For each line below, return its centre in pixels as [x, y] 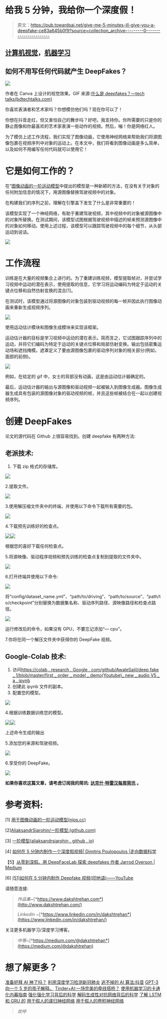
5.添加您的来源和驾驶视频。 [33, 743]
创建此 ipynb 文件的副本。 [39, 686]
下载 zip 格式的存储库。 [36, 466]
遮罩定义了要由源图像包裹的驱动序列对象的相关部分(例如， [99, 350]
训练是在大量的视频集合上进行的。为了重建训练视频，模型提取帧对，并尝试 [81, 278]
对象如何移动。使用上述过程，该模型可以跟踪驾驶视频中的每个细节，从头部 [85, 226]
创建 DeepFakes [39, 422]
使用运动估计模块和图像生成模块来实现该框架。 [53, 327]
